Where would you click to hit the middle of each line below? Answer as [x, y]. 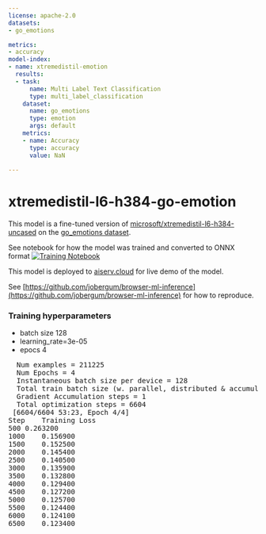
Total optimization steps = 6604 [81, 405]
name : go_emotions [59, 111]
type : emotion [53, 119]
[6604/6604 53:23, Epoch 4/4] [71, 413]
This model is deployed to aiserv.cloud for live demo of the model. [116, 271]
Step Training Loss [52, 421]
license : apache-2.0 [42, 15]
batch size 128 [43, 333]
